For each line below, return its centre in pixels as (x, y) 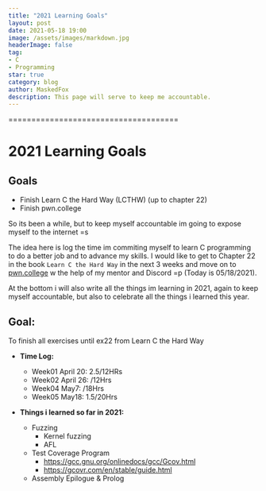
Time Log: (37, 356)
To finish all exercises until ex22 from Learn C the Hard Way (106, 341)
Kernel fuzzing (67, 436)
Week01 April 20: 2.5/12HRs (77, 372)
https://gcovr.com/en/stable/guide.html (108, 470)
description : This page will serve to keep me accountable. (110, 97)
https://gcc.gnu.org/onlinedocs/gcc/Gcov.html (120, 462)
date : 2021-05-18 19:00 (48, 30)
